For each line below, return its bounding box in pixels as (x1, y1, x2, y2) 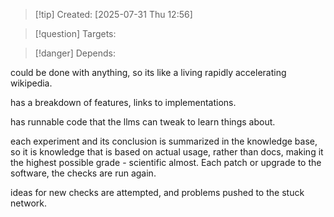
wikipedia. (10, 77, 53, 89)
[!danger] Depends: (34, 47, 116, 59)
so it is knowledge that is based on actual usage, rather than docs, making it (10, 146, 324, 158)
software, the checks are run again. (10, 167, 157, 179)
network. (10, 197, 48, 209)
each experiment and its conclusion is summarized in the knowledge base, (10, 135, 318, 147)
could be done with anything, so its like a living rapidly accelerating (10, 67, 287, 78)
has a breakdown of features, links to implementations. (10, 97, 237, 108)
